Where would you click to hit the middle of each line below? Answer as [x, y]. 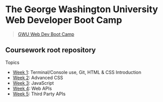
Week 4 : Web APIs [32, 88]
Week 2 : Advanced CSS [38, 78]
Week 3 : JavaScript [33, 83]
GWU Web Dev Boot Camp [46, 34]
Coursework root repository [51, 50]
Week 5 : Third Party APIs [39, 94]
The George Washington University [82, 9]
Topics [12, 62]
